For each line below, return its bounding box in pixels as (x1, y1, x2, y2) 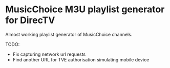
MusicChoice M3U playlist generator (5, 4, 165, 15)
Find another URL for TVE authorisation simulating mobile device (12, 56, 150, 62)
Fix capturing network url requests (12, 51, 86, 57)
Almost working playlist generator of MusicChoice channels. (5, 31, 133, 37)
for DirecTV (5, 14, 55, 26)
